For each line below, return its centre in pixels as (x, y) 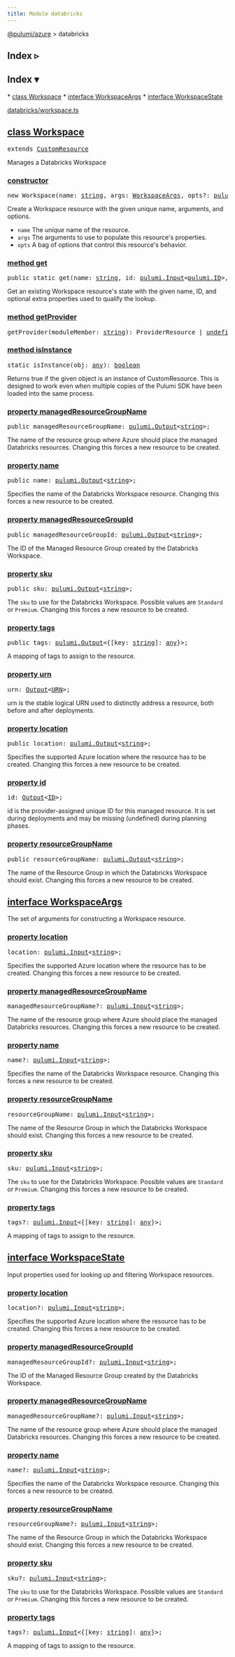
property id (27, 782)
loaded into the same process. (51, 393)
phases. (19, 826)
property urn (29, 674)
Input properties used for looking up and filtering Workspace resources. (111, 1275)
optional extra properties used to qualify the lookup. (82, 299)
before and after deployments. (51, 710)
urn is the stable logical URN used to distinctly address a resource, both (111, 703)
